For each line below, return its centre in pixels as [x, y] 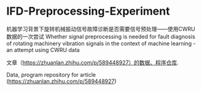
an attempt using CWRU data [43, 49]
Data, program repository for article [51, 75]
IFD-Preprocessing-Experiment [88, 11]
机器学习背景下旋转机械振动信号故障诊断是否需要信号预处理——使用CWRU [101, 29]
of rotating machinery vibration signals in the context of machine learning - [101, 43]
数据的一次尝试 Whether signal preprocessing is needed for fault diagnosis [101, 36]
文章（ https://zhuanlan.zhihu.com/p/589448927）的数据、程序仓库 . [93, 62]
